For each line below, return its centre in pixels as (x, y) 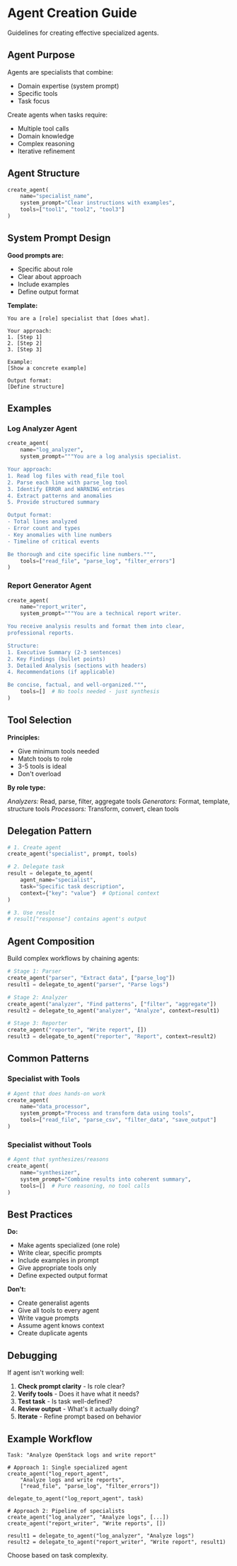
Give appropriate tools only (57, 1268)
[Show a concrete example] (47, 368)
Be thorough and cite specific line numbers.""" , (82, 554)
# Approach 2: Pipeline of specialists (66, 1511)
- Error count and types (44, 529)
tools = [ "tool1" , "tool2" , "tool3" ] (73, 210)
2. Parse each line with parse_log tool (68, 483)
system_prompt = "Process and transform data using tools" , (107, 1113)
